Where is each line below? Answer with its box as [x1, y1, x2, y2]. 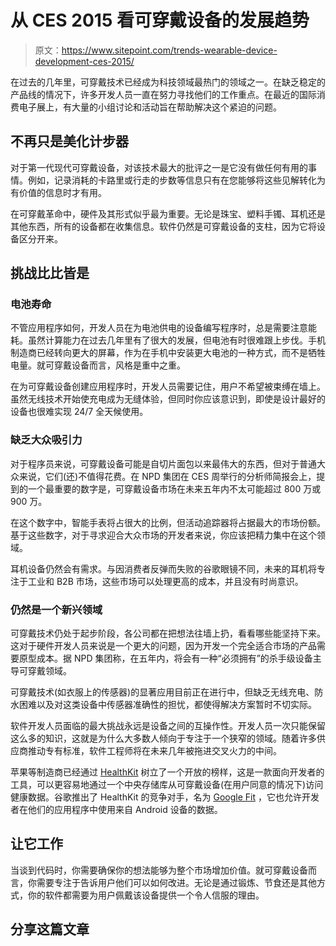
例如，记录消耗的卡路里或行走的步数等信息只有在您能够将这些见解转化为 [27, 174, 326, 186]
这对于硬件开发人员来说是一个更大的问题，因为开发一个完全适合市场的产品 [10, 640, 317, 652]
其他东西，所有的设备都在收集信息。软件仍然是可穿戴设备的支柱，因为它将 [10, 220, 317, 232]
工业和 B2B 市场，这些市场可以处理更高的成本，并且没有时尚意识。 [27, 575, 304, 587]
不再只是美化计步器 [10, 133, 129, 150]
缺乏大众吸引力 [10, 433, 83, 447]
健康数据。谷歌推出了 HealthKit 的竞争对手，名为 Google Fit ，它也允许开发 [10, 791, 320, 803]
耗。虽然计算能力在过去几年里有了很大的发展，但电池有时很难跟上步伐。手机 [10, 334, 326, 346]
